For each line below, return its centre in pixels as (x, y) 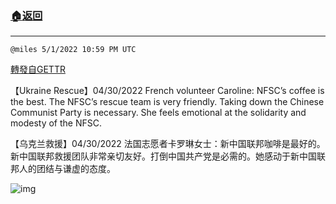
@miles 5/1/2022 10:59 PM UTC (73, 50)
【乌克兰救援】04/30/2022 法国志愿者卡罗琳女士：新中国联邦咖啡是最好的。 (168, 144)
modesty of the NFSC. (56, 123)
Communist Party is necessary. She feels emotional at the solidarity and (158, 113)
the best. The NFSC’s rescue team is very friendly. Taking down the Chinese (167, 102)
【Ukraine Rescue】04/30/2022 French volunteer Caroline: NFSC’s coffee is (167, 91)
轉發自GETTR (38, 69)
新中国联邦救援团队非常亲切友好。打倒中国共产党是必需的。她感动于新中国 (163, 156)
